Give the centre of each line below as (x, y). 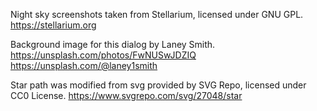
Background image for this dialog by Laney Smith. (113, 44)
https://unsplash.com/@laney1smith (84, 65)
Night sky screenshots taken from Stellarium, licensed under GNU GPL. (157, 14)
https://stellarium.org (53, 25)
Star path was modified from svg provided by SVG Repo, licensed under (158, 85)
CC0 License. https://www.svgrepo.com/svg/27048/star (126, 95)
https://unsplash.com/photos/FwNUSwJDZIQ (103, 55)
